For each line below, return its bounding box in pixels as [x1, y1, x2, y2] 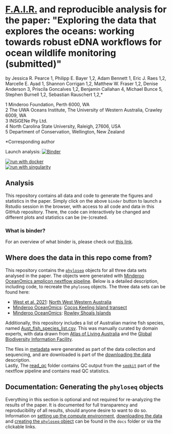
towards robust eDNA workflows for [5, 36, 162, 48]
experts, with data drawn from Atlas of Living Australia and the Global [5, 330, 152, 337]
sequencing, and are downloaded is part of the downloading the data [5, 351, 151, 358]
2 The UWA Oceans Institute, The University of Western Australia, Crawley [5, 107, 163, 113]
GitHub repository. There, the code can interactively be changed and [5, 209, 150, 215]
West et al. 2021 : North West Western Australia [12, 299, 112, 305]
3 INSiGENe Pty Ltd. [5, 117, 48, 124]
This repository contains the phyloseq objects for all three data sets [5, 267, 147, 273]
